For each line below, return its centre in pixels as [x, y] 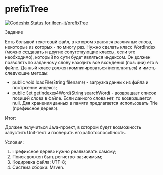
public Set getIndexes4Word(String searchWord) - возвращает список [84, 93]
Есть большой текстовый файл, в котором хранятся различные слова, [79, 41]
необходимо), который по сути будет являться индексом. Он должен [78, 57]
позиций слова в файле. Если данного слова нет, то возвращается [82, 98]
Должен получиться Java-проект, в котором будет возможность [73, 127]
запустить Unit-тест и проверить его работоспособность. [66, 132]
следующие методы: [27, 73]
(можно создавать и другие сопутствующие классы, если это [70, 52]
